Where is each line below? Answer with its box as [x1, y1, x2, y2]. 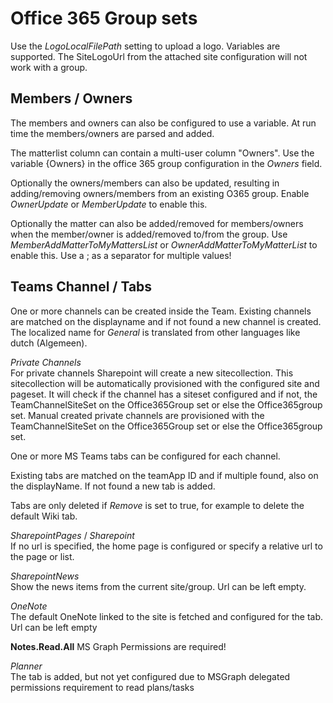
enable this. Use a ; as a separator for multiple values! [10, 249, 232, 261]
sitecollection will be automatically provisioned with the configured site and [10, 377, 320, 389]
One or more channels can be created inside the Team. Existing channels [10, 305, 312, 317]
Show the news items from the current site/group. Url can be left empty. [10, 580, 307, 592]
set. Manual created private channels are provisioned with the [10, 409, 265, 421]
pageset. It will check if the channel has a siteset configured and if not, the [10, 388, 318, 400]
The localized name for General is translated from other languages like [10, 326, 301, 338]
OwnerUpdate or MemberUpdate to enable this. [10, 198, 208, 210]
